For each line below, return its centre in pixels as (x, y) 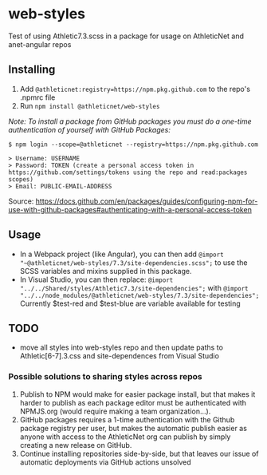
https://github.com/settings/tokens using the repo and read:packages (128, 172)
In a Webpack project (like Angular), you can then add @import (122, 254)
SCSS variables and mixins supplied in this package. (106, 271)
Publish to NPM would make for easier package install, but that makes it (137, 394)
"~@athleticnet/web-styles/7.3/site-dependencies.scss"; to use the (133, 262)
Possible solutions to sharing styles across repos (106, 377)
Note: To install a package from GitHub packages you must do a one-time (130, 121)
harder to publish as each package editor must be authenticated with (133, 402)
